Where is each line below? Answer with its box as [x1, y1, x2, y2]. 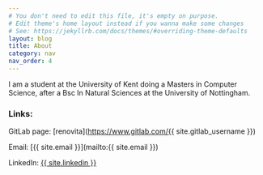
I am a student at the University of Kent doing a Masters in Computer [8, 79, 237, 89]
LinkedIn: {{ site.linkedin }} [8, 158, 97, 168]
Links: [8, 108, 33, 119]
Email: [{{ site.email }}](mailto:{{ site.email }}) [8, 143, 159, 152]
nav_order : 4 [8, 58, 53, 66]
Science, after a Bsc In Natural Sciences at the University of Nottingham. [8, 87, 251, 97]
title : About [8, 42, 53, 50]
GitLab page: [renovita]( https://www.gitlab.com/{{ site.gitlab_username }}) [8, 126, 257, 136]
